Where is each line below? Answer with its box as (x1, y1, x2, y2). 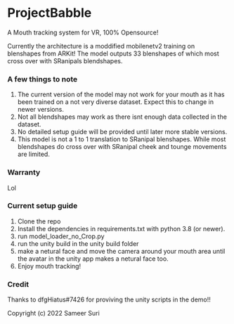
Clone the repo (17, 216, 61, 226)
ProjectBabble (7, 5, 92, 21)
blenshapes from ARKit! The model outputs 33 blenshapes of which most (7, 49, 219, 58)
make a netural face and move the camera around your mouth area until (17, 247, 226, 255)
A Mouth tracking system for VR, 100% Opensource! (7, 28, 159, 37)
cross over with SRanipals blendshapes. (7, 56, 123, 65)
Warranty (7, 167, 41, 177)
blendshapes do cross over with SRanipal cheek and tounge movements (17, 143, 227, 151)
